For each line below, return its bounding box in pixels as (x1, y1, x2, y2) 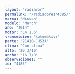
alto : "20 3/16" (5, 48, 38, 53)
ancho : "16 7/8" (5, 52, 38, 57)
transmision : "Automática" (5, 35, 60, 39)
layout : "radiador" (5, 7, 45, 12)
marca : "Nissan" (5, 16, 38, 21)
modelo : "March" (5, 20, 38, 26)
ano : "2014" (5, 25, 29, 30)
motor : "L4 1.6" (5, 30, 38, 35)
